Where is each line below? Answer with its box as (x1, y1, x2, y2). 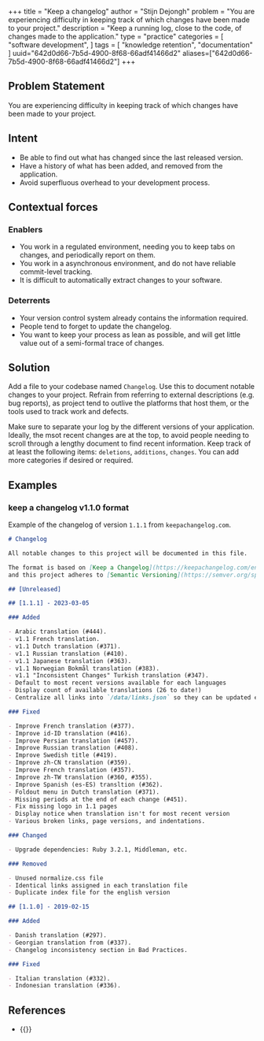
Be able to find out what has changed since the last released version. (19, 153, 244, 162)
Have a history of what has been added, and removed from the (19, 161, 223, 170)
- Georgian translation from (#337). (8, 939, 132, 947)
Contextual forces (8, 201, 98, 214)
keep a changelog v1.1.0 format (8, 502, 130, 513)
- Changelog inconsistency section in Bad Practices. (8, 946, 189, 954)
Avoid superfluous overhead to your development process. (19, 177, 211, 187)
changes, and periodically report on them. (19, 250, 156, 260)
